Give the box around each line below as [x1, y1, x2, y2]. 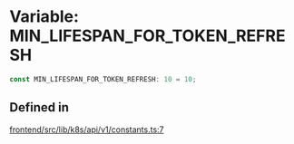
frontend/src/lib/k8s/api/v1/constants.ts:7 [9, 124, 164, 135]
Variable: [9, 6, 80, 27]
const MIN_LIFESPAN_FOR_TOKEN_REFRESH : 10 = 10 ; [9, 74, 197, 83]
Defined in [9, 100, 70, 115]
